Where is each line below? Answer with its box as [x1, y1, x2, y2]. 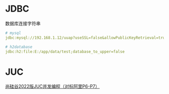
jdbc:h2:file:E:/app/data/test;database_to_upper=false [5, 49, 125, 54]
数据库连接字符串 [5, 20, 41, 26]
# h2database [5, 44, 33, 50]
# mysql [5, 30, 22, 35]
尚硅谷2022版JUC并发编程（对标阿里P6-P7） [5, 83, 100, 89]
